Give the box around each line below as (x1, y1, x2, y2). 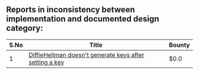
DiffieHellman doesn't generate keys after (28, 50, 145, 59)
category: (6, 23, 43, 33)
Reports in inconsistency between (6, 5, 135, 15)
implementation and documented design (6, 14, 159, 24)
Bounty (168, 41, 190, 49)
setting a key (28, 58, 65, 66)
